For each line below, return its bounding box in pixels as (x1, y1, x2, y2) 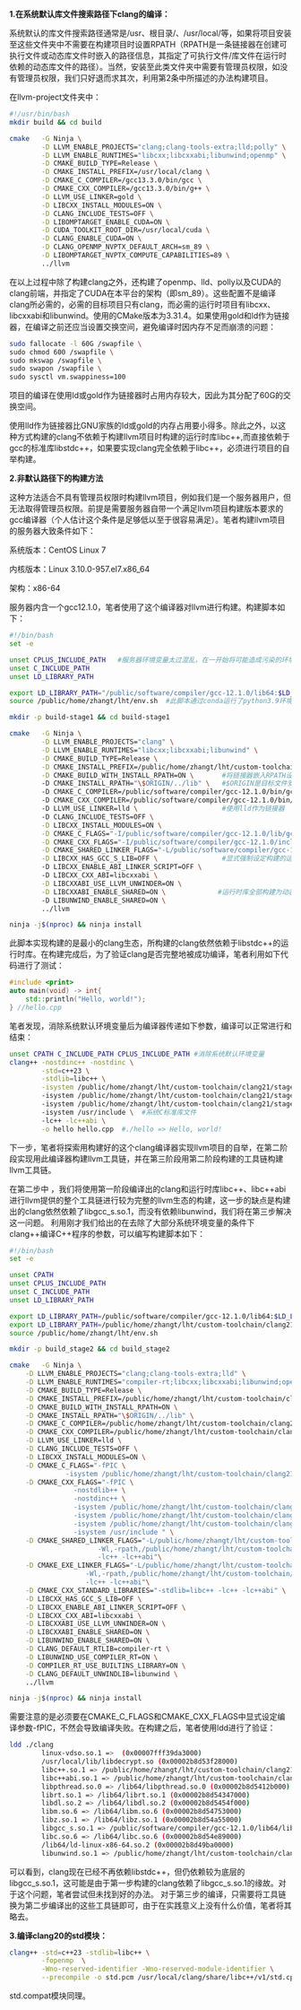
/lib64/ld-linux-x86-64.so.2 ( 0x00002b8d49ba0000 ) (41, 1840, 235, 1849)
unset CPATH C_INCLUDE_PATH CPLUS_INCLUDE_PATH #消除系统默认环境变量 (9, 1049, 265, 1058)
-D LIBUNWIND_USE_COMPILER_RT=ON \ (25, 1652, 159, 1662)
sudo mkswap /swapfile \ (9, 356, 102, 365)
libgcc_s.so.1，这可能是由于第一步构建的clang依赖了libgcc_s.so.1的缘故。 (9, 1877, 279, 1888)
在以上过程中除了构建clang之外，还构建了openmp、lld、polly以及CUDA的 (9, 276, 282, 287)
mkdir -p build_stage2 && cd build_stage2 (9, 1344, 170, 1353)
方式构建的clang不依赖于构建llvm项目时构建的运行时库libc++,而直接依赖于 (16, 431, 290, 442)
